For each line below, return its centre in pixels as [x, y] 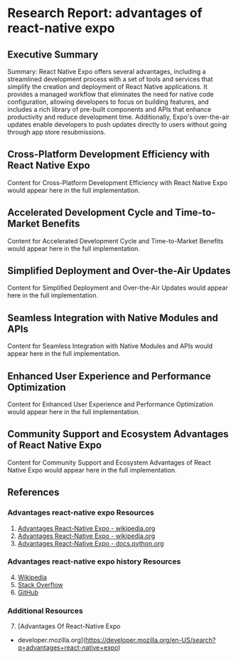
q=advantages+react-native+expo [68, 648]
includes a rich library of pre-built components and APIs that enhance [109, 109]
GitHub [28, 592]
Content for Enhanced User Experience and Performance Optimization [110, 404]
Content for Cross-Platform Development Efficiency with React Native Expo [118, 182]
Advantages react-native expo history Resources [94, 562]
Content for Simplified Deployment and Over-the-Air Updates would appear [118, 288]
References [33, 492]
